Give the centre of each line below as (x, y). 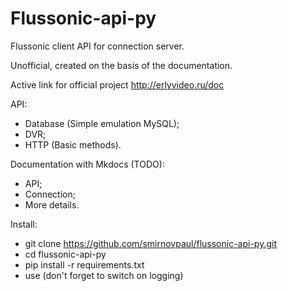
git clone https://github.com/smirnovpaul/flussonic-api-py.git (151, 243)
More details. (52, 204)
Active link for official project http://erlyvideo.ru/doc (117, 84)
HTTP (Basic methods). (73, 144)
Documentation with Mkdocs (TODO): (87, 164)
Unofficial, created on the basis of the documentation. (121, 65)
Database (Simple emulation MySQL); (102, 123)
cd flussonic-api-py (65, 254)
